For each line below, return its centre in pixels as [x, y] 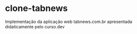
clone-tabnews [36, 8]
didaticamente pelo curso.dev [35, 26]
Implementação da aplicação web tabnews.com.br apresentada [69, 22]
